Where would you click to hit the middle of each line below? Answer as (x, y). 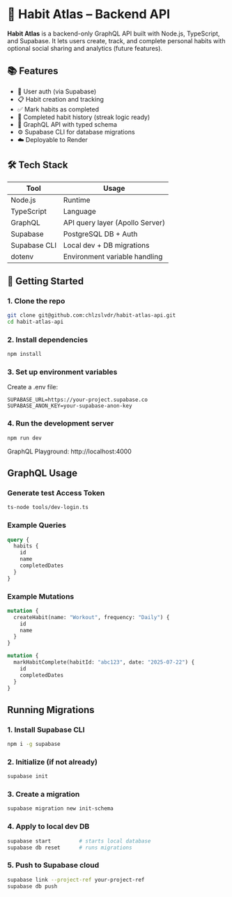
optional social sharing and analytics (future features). (85, 48)
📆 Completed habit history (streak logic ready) (84, 117)
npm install (24, 354)
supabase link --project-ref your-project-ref (76, 880)
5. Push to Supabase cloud (53, 865)
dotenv (22, 256)
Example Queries (37, 525)
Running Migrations (51, 710)
